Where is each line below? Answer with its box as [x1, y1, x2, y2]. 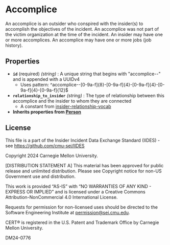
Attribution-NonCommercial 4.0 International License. [5, 194, 118, 200]
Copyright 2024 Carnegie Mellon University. [5, 152, 98, 159]
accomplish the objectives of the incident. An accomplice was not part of [5, 26, 159, 32]
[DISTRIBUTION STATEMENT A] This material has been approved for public [5, 162, 164, 168]
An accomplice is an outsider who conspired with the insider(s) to [5, 20, 143, 27]
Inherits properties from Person [12, 108, 82, 115]
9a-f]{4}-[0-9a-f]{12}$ [20, 87, 69, 93]
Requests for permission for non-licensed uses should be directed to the [5, 204, 158, 210]
